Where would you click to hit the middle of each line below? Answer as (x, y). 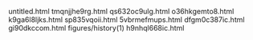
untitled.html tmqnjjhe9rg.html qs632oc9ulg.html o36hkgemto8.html (121, 11)
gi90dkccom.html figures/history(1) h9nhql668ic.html (96, 28)
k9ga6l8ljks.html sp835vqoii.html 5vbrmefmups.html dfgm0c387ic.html (126, 20)
